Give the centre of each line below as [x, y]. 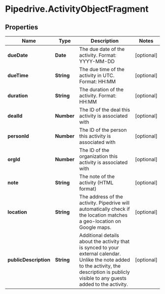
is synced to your [99, 247]
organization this [98, 156]
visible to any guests [103, 278]
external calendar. [100, 254]
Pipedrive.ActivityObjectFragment [77, 9]
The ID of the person [103, 130]
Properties [22, 27]
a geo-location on [100, 221]
